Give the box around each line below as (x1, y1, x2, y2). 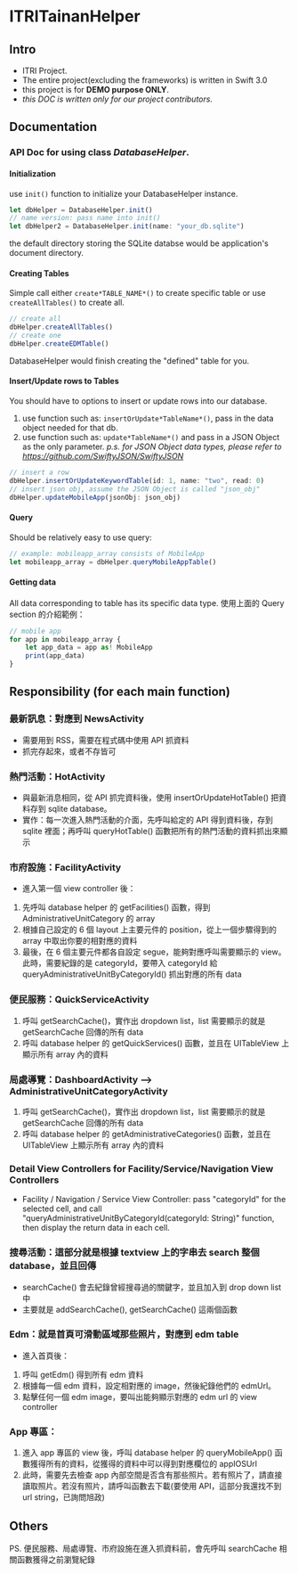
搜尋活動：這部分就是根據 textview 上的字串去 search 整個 (9, 1246, 260, 1258)
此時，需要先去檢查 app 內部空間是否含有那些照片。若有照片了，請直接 (21, 1470, 283, 1480)
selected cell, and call (21, 1203, 102, 1214)
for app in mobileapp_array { (9, 635, 122, 643)
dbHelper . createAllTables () (9, 323, 114, 332)
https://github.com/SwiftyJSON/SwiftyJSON (21, 451, 184, 462)
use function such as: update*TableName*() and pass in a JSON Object (21, 432, 280, 443)
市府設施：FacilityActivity (9, 861, 122, 873)
